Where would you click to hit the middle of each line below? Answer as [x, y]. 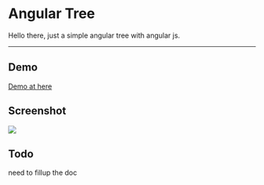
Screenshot [37, 111]
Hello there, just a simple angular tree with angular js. [94, 35]
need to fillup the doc [42, 172]
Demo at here [30, 86]
